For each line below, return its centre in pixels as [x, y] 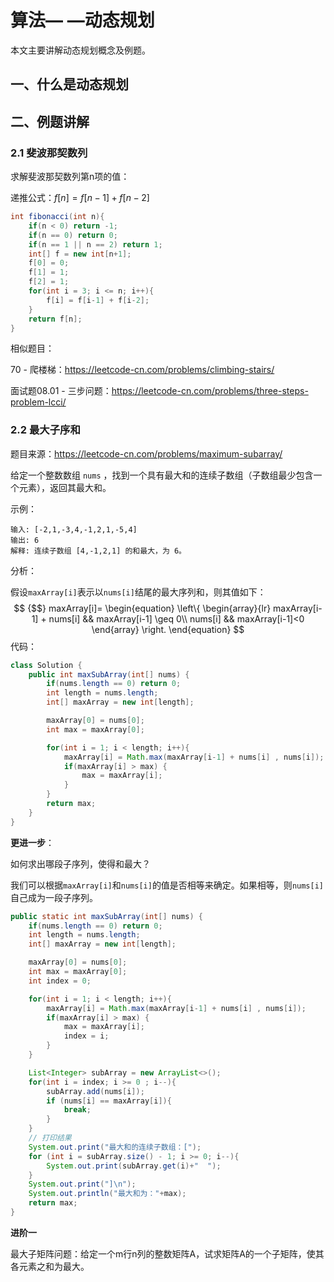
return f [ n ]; [55, 319]
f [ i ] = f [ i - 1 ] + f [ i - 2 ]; [98, 300]
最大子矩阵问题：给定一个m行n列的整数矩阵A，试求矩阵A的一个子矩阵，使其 [167, 1253]
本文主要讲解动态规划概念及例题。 [80, 50]
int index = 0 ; [60, 981]
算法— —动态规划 [82, 20]
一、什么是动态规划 [69, 84]
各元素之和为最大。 [50, 1266]
